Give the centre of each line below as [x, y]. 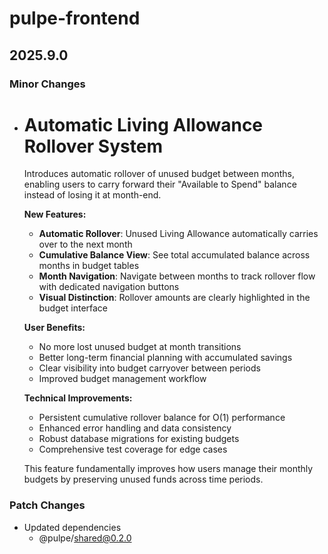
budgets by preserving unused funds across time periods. [143, 479]
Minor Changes [47, 84]
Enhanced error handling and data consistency [135, 428]
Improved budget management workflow [122, 379]
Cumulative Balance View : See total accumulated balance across [174, 255]
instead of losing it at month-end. [92, 195]
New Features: [55, 214]
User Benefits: [54, 328]
